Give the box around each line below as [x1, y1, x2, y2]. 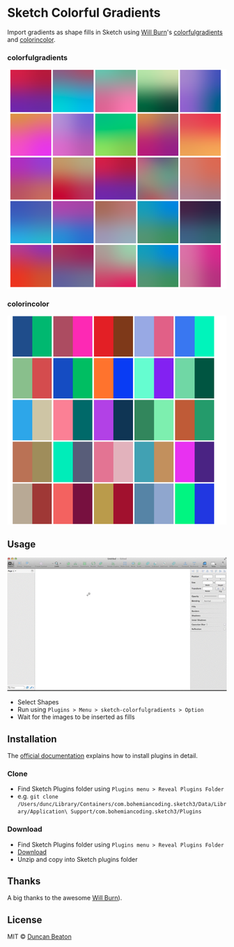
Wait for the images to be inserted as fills [17, 713, 135, 721]
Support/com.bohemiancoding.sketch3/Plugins [70, 808, 202, 815]
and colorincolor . [7, 35, 56, 43]
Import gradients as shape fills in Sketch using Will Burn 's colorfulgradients [7, 28, 223, 36]
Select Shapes [17, 698, 59, 706]
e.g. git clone [17, 792, 58, 801]
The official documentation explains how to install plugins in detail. [7, 752, 198, 760]
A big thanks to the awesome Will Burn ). [7, 894, 123, 902]
